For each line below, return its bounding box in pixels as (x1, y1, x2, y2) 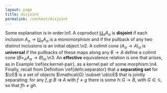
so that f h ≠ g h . (5, 82, 37, 88)
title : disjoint (5, 12, 39, 17)
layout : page (5, 7, 32, 12)
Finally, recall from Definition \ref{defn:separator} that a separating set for (5, 66, 158, 72)
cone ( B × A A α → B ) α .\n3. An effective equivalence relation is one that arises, (5, 54, 163, 62)
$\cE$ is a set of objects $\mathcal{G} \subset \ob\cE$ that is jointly (5, 71, 146, 77)
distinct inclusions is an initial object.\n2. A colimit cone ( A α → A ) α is (5, 43, 146, 50)
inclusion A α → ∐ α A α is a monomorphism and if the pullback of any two (5, 37, 153, 44)
